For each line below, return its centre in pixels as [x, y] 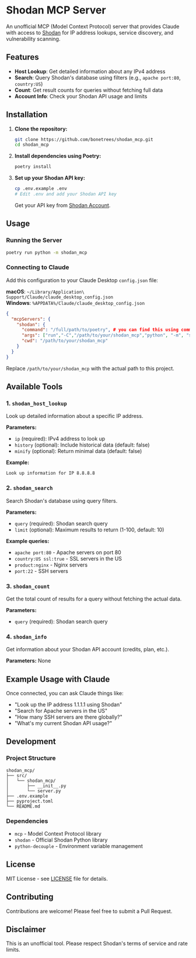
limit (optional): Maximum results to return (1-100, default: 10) [89, 530]
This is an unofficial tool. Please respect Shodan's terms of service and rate [97, 943]
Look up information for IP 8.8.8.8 [50, 473]
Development [31, 742]
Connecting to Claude [38, 267]
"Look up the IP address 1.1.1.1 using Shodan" [68, 705]
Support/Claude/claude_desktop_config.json [60, 297]
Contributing [30, 897]
